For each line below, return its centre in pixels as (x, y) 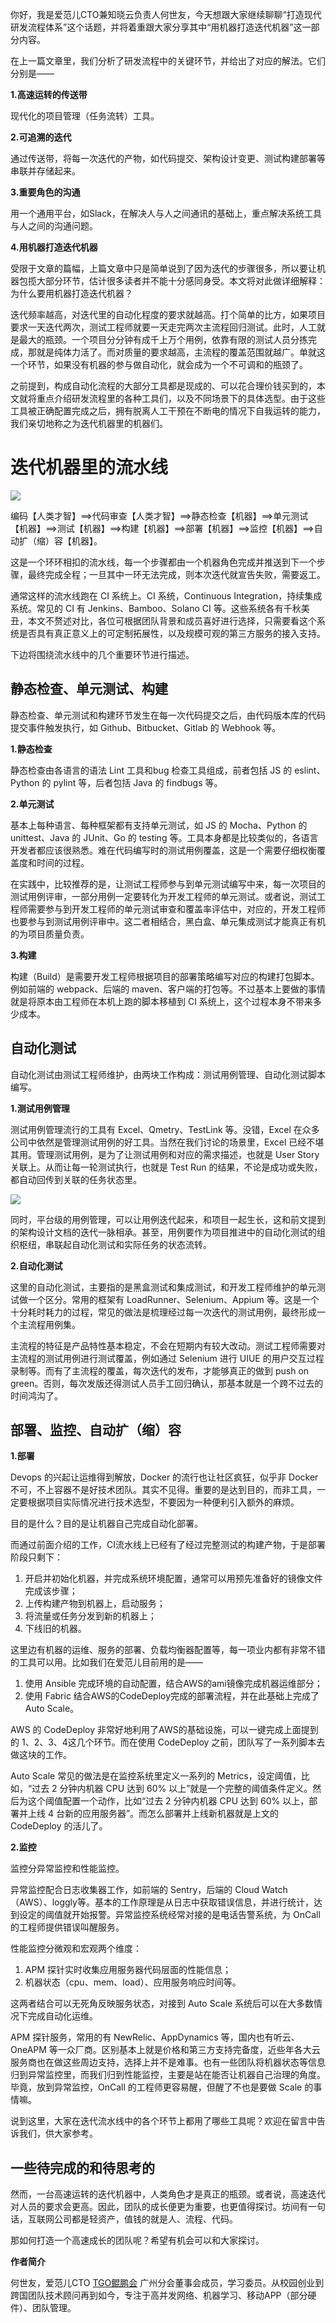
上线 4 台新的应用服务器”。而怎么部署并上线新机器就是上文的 (153, 1814)
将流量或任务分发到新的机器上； (90, 1616)
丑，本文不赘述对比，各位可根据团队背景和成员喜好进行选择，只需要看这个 (163, 620)
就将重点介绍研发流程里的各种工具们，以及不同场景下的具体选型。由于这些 (172, 398)
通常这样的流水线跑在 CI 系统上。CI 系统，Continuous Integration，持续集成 (166, 595)
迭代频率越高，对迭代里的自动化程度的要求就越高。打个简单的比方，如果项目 (168, 314)
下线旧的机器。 (55, 1629)
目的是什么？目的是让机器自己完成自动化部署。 (106, 1524)
